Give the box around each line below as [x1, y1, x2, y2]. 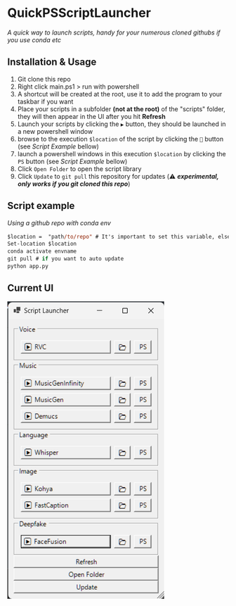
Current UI [7, 282, 54, 294]
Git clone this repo [17, 75, 72, 83]
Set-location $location [7, 241, 77, 248]
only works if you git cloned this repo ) [17, 179, 131, 188]
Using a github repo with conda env [7, 218, 111, 227]
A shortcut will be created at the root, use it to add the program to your [17, 89, 223, 98]
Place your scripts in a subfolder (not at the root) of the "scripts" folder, [17, 104, 226, 113]
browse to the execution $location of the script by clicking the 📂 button [17, 134, 223, 143]
